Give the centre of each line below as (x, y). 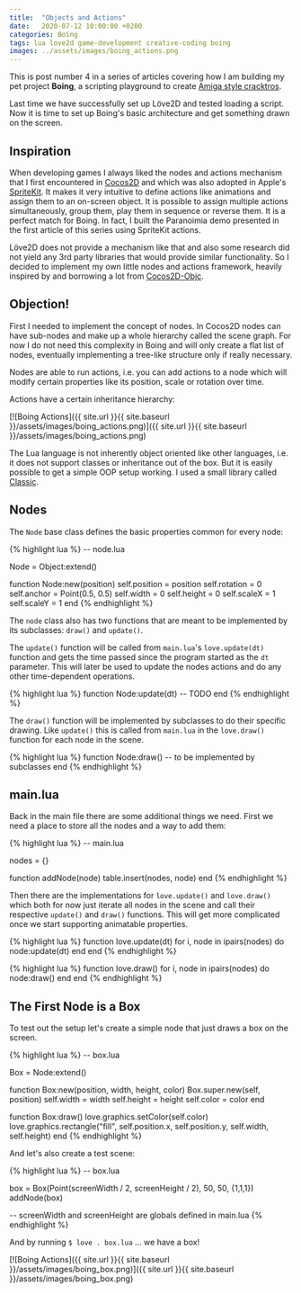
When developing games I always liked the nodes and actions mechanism (146, 173)
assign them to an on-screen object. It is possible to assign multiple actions (149, 201)
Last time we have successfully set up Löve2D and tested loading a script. (147, 103)
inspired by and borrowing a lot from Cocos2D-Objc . (106, 276)
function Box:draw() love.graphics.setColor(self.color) (109, 1117)
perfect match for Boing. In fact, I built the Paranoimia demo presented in (145, 220)
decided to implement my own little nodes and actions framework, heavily (146, 266)
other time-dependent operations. (72, 676)
